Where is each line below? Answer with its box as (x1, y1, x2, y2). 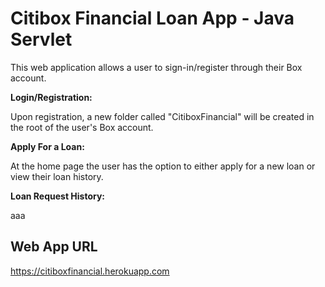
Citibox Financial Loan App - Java (10, 7, 295, 30)
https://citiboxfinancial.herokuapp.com (10, 265, 170, 277)
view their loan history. (10, 170, 104, 182)
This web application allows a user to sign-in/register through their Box (10, 61, 303, 73)
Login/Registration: (10, 91, 93, 103)
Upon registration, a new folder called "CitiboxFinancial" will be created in (10, 110, 315, 122)
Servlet (10, 28, 73, 51)
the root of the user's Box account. (10, 121, 154, 133)
